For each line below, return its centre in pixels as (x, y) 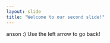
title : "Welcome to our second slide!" (56, 17)
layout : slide (24, 11)
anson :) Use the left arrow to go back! (53, 34)
